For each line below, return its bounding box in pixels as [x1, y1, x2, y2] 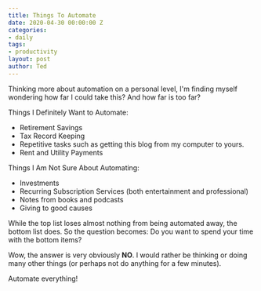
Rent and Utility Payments [19, 147, 103, 157]
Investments [19, 178, 60, 187]
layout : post [8, 56, 51, 64]
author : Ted [8, 63, 47, 71]
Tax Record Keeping [19, 131, 85, 140]
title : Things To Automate [8, 11, 96, 20]
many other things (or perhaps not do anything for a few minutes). [8, 258, 222, 267]
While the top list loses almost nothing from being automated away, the [8, 218, 237, 227]
